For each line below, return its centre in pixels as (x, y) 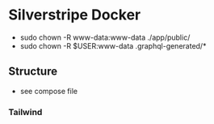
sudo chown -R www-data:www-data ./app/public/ (105, 37)
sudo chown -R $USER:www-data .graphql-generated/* (113, 45)
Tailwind (25, 112)
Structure (33, 72)
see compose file (49, 91)
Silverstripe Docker (75, 15)
